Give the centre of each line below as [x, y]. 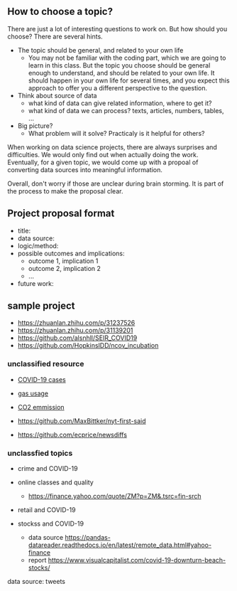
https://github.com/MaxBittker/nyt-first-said [82, 421]
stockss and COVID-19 [50, 524]
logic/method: [38, 245]
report [37, 560]
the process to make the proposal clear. [65, 191]
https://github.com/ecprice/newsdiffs [72, 435]
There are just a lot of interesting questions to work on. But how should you [117, 28]
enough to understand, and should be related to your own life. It [121, 73]
